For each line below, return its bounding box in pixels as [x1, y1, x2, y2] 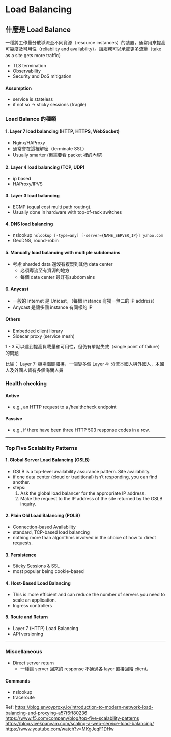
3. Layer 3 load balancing [5, 193, 60, 199]
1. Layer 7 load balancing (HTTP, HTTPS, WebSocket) [5, 128, 120, 134]
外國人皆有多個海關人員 [14, 367, 64, 373]
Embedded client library [12, 327, 63, 334]
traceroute [12, 694, 35, 701]
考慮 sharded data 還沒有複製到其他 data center [12, 261, 113, 267]
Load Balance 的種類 [5, 116, 56, 123]
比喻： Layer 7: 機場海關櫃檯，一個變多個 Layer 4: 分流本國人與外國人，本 [5, 361, 160, 367]
